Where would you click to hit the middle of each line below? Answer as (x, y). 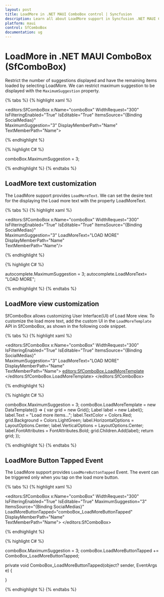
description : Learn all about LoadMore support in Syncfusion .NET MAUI (81, 19)
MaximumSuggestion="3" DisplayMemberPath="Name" (61, 125)
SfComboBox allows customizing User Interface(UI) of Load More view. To (80, 316)
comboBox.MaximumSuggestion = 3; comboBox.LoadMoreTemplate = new (81, 405)
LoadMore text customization (51, 184)
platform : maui (20, 23)
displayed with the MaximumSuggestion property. (52, 90)
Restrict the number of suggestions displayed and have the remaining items (81, 80)
